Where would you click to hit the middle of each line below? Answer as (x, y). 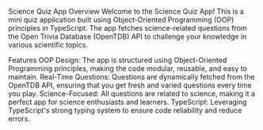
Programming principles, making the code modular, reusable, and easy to (128, 69)
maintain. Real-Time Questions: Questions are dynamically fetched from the (131, 77)
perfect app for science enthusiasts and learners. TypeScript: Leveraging (128, 102)
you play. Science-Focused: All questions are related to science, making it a (132, 93)
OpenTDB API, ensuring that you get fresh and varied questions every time (130, 85)
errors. (19, 119)
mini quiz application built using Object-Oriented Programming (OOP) (121, 20)
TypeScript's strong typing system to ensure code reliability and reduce (125, 110)
